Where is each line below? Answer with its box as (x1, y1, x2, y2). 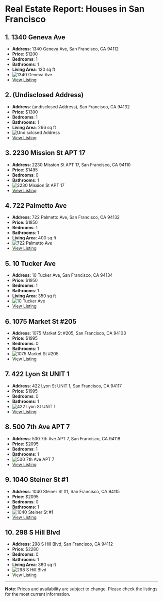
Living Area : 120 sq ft (12, 67, 56, 72)
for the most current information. (5, 591, 70, 597)
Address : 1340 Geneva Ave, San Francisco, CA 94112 (12, 46, 119, 51)
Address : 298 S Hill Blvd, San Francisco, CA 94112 (12, 541, 113, 547)
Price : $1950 (12, 278, 38, 284)
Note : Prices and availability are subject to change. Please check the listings (5, 586, 158, 592)
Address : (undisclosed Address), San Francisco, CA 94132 (12, 103, 130, 110)
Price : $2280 (12, 546, 39, 552)
